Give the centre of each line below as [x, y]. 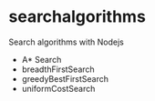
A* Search [41, 59]
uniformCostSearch [58, 88]
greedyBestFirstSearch [65, 78]
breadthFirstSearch [58, 69]
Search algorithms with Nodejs [66, 42]
